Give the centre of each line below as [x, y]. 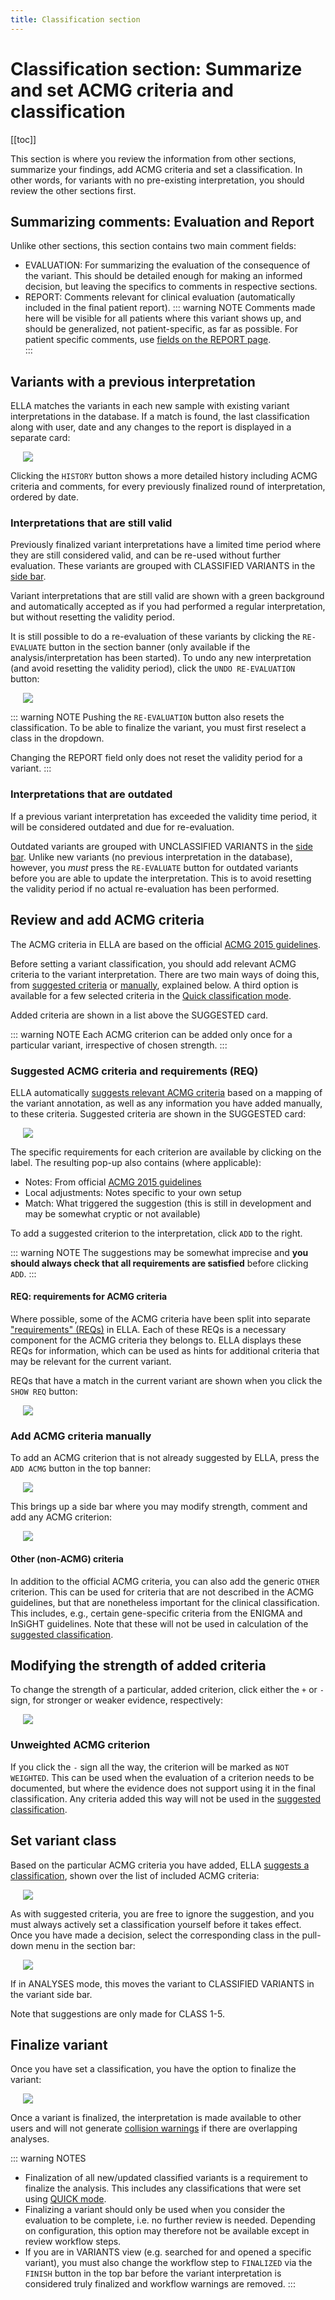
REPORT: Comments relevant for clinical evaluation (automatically [160, 297]
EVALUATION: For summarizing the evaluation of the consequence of [167, 265]
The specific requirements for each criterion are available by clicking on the [166, 1152]
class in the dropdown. [57, 738]
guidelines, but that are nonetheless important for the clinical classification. [165, 1602]
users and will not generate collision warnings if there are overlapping [154, 2128]
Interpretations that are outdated [91, 794]
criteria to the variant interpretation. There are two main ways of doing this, [165, 974]
